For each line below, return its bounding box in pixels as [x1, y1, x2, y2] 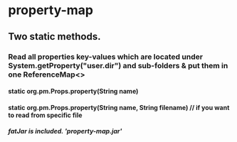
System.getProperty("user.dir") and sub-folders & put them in [8, 60, 228, 70]
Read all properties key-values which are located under [8, 52, 204, 62]
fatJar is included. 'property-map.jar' [8, 127, 122, 136]
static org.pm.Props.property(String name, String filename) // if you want [8, 103, 230, 111]
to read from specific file [8, 111, 83, 119]
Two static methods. [8, 31, 101, 43]
